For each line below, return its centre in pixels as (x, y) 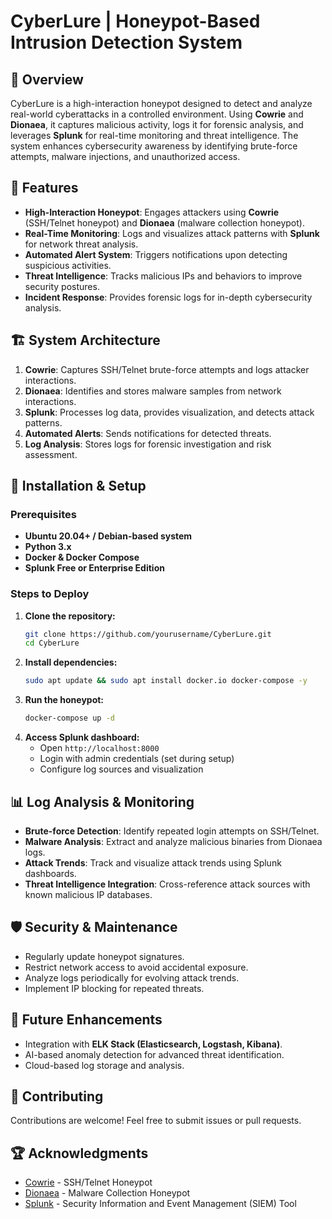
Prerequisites (43, 514)
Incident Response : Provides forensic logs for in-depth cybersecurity (168, 297)
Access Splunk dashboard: (82, 737)
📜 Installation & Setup (78, 486)
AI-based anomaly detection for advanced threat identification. (154, 1054)
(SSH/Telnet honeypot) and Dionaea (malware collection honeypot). (164, 222)
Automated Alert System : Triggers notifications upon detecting (156, 254)
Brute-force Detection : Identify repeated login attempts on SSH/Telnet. (172, 831)
